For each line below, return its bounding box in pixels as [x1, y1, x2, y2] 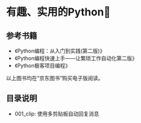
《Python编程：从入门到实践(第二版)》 [14, 48, 105, 54]
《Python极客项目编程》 [14, 62, 70, 69]
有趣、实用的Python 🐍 [6, 5, 111, 19]
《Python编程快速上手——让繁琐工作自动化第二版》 [14, 55, 137, 62]
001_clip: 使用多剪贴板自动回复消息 [14, 110, 99, 117]
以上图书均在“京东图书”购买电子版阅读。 [6, 75, 104, 81]
